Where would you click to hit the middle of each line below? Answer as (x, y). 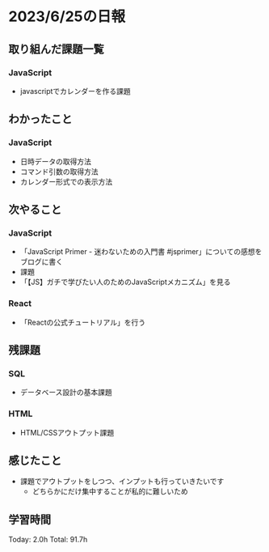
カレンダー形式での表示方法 (66, 181)
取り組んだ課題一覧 (56, 49)
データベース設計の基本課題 (66, 393)
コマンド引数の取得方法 (59, 172)
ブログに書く (41, 262)
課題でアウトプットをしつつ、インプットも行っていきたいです (122, 482)
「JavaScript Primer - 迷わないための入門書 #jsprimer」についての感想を (141, 252)
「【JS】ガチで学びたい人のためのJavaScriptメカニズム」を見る (126, 282)
